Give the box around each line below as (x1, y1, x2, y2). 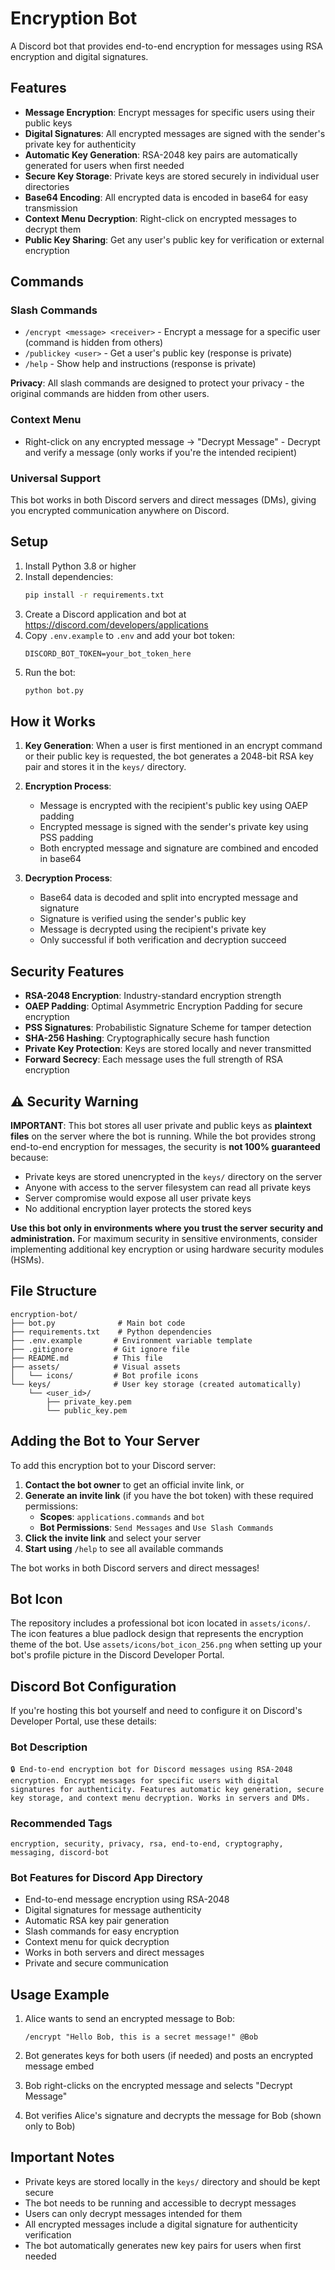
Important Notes (10, 2149, 115, 2166)
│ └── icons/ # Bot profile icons (10, 1370, 199, 1381)
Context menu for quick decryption (24, 1936, 170, 1948)
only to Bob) (24, 2120, 76, 2132)
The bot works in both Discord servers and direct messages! (10, 1562, 260, 1574)
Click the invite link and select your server (24, 1532, 202, 1544)
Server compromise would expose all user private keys (24, 1192, 252, 1204)
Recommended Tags (10, 1816, 113, 1830)
